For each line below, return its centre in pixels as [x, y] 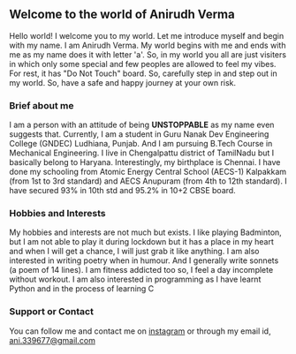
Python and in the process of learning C [82, 289]
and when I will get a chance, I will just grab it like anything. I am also [134, 252]
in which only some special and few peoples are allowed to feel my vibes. [143, 64]
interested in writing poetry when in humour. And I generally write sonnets [144, 260]
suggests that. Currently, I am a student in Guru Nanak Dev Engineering [139, 134]
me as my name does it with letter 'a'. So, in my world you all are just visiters [148, 54]
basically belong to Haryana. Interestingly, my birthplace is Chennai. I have [145, 162]
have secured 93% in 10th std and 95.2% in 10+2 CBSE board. [122, 191]
